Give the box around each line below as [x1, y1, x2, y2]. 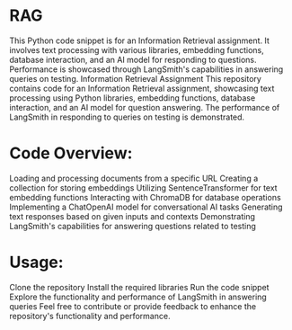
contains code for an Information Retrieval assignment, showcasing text [9, 83, 275, 94]
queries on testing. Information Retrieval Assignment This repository [9, 73, 262, 84]
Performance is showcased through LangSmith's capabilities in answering [9, 64, 284, 75]
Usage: [9, 253, 65, 272]
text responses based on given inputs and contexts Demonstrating [9, 210, 256, 221]
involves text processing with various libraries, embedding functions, [9, 44, 265, 55]
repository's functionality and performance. [9, 310, 171, 321]
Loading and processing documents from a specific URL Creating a [9, 173, 259, 183]
